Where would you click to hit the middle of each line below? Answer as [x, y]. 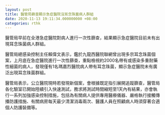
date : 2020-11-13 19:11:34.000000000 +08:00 [51, 19]
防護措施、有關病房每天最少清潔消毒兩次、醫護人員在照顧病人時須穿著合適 [84, 101]
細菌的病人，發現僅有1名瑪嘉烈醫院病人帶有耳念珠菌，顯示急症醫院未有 [81, 67]
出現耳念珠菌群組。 [28, 73]
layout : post [18, 10]
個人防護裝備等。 [22, 108]
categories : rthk [23, 23]
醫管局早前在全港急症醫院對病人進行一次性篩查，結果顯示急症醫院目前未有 [80, 38]
